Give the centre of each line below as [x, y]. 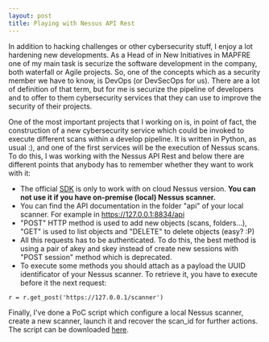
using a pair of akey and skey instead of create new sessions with [129, 248]
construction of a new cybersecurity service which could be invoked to [126, 130]
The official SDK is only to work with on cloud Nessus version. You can [138, 188]
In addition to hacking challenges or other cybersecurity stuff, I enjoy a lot [131, 46]
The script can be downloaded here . [68, 329]
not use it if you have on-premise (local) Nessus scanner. [118, 197]
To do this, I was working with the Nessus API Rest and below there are [126, 156]
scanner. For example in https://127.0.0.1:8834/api [102, 214]
